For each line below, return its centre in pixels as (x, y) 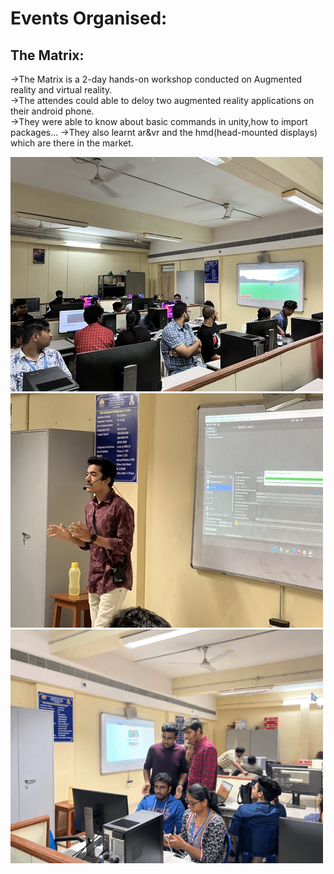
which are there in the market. (72, 143)
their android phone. (52, 111)
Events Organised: (89, 18)
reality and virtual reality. (61, 90)
